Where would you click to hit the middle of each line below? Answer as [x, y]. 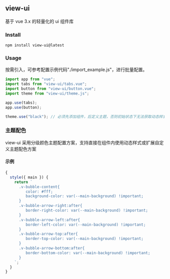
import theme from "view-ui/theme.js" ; [47, 94]
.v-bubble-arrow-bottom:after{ [52, 249]
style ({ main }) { [29, 177]
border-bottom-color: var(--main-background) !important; [88, 253]
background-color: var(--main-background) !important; [84, 196]
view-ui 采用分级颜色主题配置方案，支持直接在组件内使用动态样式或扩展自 [82, 142]
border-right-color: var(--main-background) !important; [87, 210]
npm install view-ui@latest [35, 45]
